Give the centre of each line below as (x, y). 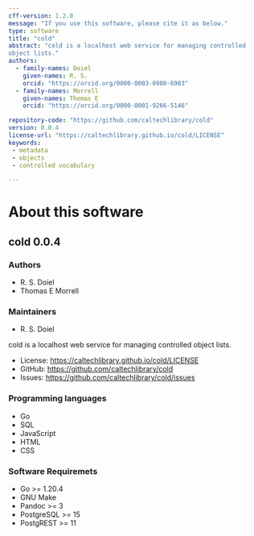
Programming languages (57, 398)
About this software (76, 212)
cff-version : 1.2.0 (41, 16)
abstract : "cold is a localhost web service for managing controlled (127, 46)
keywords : (25, 143)
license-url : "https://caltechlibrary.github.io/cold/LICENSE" (117, 135)
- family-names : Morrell (57, 91)
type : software (34, 31)
